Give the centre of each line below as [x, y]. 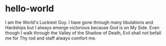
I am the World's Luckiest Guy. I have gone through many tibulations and [79, 22]
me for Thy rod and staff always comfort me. [51, 38]
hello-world [30, 9]
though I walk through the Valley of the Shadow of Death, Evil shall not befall [83, 33]
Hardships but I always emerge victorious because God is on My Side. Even [82, 27]
